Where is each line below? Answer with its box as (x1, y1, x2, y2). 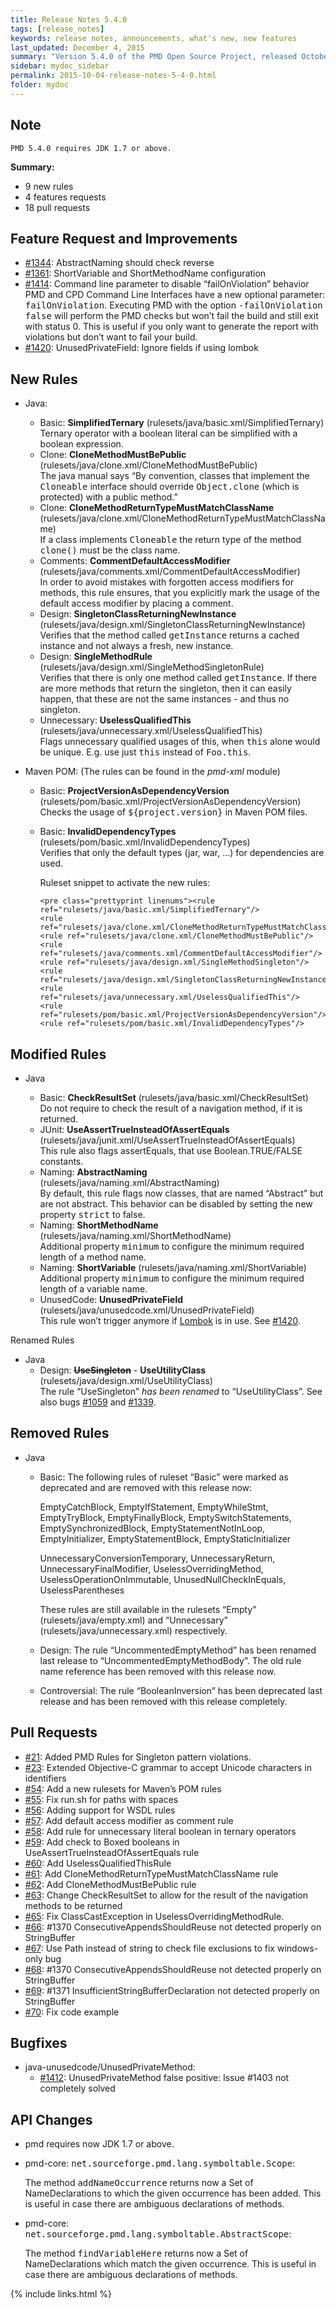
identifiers (24, 1772, 67, 1784)
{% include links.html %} (10, 2288, 112, 2300)
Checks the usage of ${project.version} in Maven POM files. (39, 806, 308, 818)
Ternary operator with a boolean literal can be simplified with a (39, 427, 298, 440)
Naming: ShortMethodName (39, 1219, 159, 1231)
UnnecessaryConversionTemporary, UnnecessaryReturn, (39, 1552, 276, 1564)
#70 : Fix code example (24, 2006, 120, 2018)
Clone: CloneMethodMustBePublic (39, 449, 187, 461)
